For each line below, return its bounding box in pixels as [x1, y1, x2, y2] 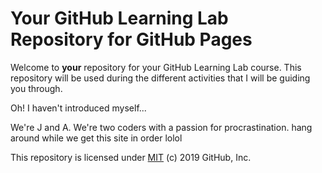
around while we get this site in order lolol [10, 132, 183, 144]
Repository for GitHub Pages [10, 28, 253, 51]
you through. [10, 82, 63, 94]
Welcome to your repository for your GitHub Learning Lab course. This [10, 61, 302, 73]
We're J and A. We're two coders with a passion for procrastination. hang [10, 121, 313, 133]
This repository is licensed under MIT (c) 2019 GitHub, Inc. [10, 151, 252, 163]
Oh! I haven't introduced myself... [10, 102, 147, 114]
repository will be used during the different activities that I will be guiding [10, 72, 311, 84]
